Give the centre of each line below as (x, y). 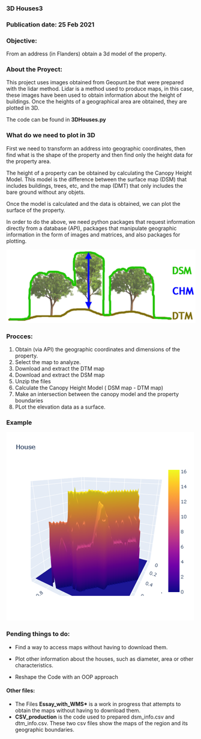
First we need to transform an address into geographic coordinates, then (96, 148)
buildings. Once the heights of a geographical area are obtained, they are (97, 102)
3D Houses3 (25, 8)
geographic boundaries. (45, 729)
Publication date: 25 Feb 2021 (50, 24)
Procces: (19, 336)
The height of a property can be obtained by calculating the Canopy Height (99, 173)
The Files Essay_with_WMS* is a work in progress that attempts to (98, 704)
